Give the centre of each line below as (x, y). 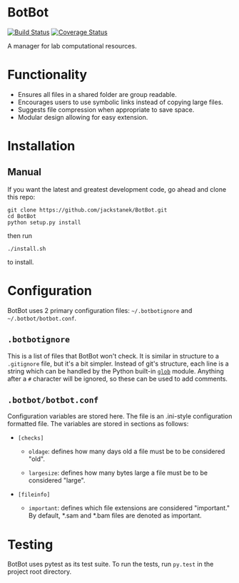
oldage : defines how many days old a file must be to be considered (127, 452)
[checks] (31, 438)
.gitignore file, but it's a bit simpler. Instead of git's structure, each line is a (118, 363)
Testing (30, 544)
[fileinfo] (34, 495)
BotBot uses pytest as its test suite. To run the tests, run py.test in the (111, 564)
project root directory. (40, 572)
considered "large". (57, 480)
